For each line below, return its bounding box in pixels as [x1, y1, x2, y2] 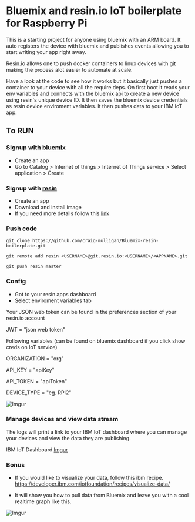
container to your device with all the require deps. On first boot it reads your [6, 83, 190, 91]
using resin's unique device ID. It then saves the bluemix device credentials [6, 96, 188, 103]
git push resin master [6, 263, 62, 270]
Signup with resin [6, 184, 58, 192]
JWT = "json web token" [6, 326, 66, 333]
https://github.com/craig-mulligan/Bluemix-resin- [32, 238, 159, 244]
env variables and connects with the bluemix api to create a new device [6, 90, 180, 97]
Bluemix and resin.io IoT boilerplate [6, 4, 182, 18]
